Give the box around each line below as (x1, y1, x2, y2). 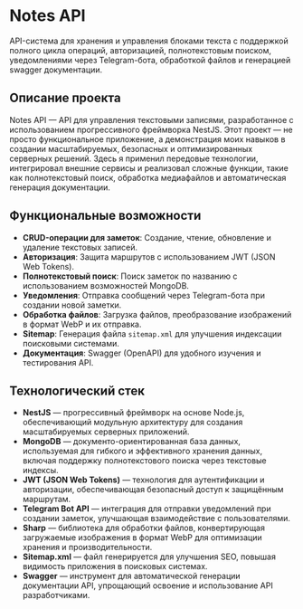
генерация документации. (9, 182, 111, 193)
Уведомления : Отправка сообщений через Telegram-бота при (22, 290, 265, 300)
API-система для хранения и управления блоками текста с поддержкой (9, 35, 289, 46)
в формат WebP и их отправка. (22, 319, 142, 329)
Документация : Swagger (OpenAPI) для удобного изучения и (22, 347, 261, 358)
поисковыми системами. (22, 338, 120, 348)
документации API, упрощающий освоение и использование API (22, 580, 273, 591)
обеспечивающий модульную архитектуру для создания (22, 417, 243, 428)
